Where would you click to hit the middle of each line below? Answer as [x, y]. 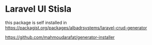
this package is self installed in [36, 22]
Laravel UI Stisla [38, 9]
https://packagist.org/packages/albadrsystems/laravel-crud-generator [76, 27]
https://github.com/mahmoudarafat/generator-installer [60, 37]
